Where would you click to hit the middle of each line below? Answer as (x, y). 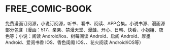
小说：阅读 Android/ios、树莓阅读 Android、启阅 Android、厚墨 (84, 36)
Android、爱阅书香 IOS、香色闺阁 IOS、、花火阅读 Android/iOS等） (74, 42)
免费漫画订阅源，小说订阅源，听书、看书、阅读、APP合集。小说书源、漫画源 (85, 23)
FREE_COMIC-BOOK (49, 9)
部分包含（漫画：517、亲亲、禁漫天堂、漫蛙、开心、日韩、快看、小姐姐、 (82, 30)
